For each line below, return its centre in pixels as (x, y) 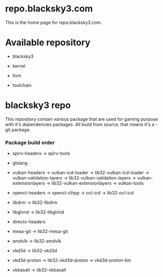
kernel (19, 66)
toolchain (22, 85)
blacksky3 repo (38, 105)
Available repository (48, 43)
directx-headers (29, 222)
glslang (20, 163)
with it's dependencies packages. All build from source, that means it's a (80, 124)
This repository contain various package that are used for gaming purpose (81, 119)
